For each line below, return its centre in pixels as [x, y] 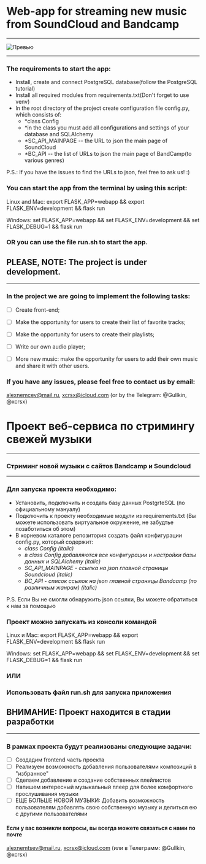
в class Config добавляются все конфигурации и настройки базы [110, 555]
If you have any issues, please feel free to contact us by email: [101, 382]
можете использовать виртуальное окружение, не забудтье [94, 522]
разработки [30, 722]
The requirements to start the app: [59, 69]
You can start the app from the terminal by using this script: [97, 188]
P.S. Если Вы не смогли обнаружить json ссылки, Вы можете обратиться [102, 599]
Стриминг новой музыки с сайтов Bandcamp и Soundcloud [99, 466]
